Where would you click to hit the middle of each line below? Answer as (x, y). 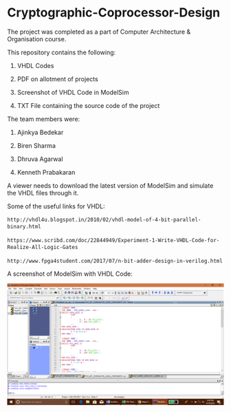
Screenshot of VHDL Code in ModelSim (73, 92)
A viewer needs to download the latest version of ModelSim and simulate (110, 185)
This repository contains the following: (62, 52)
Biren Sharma (36, 145)
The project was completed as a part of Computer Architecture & (99, 32)
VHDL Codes (35, 65)
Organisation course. (37, 39)
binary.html (24, 226)
